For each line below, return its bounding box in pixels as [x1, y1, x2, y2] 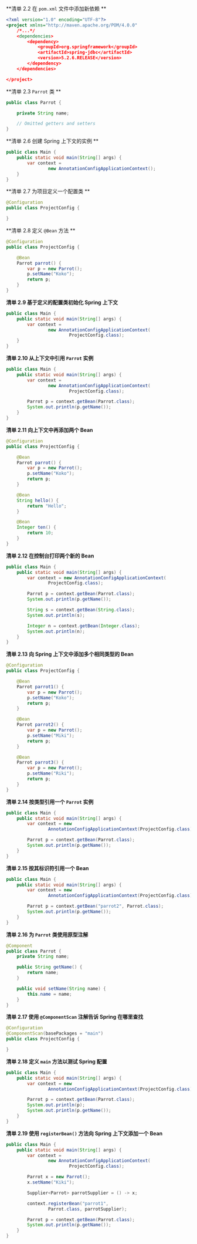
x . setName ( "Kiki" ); [27, 1179, 75, 1185]
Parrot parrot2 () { [16, 722, 64, 728]
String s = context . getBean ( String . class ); [27, 607, 135, 613]
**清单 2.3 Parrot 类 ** [6, 87, 62, 95]
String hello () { [16, 498, 59, 503]
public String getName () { [16, 964, 83, 970]
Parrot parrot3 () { [16, 759, 64, 766]
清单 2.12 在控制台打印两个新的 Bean [6, 552, 94, 559]
